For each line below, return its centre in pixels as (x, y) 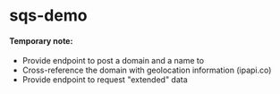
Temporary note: (41, 40)
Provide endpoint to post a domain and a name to (113, 61)
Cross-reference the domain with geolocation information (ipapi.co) (147, 70)
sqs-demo (48, 16)
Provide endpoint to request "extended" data (105, 80)
